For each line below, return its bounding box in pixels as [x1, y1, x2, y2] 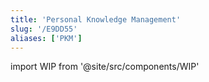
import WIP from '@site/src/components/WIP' [10, 61, 200, 73]
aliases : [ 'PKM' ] [10, 33, 83, 43]
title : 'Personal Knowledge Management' [10, 14, 182, 25]
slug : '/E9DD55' [10, 24, 78, 34]
